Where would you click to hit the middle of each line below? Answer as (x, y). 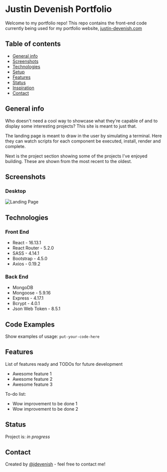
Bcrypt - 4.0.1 (26, 304)
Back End (17, 277)
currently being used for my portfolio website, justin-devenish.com (74, 28)
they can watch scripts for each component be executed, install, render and (83, 141)
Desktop (16, 191)
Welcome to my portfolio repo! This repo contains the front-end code (76, 23)
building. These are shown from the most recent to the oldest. (69, 161)
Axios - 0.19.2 (26, 264)
